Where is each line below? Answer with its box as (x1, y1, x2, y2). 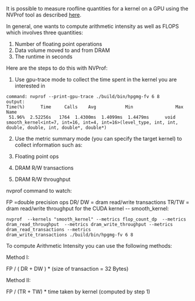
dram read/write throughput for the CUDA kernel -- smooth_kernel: (6, 205, 170, 212)
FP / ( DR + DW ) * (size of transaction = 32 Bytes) (6, 266, 129, 272)
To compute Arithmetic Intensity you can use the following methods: (6, 242, 173, 249)
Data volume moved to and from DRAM (14, 47, 110, 54)
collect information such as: (14, 141, 83, 148)
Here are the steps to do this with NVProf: (6, 64, 108, 72)
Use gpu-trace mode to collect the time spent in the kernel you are (14, 76, 177, 83)
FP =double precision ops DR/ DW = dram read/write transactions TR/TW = (6, 199, 190, 206)
